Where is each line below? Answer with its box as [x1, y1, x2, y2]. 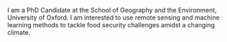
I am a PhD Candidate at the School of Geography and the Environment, [7, 6, 217, 14]
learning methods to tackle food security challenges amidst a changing [7, 21, 215, 29]
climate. [7, 28, 31, 36]
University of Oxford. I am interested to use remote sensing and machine [7, 13, 220, 22]
